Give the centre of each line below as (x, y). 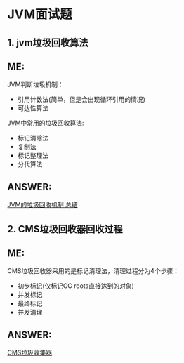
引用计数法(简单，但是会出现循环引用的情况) (81, 100)
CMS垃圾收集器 (30, 352)
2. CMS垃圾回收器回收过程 (65, 229)
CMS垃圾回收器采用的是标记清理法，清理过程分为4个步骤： (93, 271)
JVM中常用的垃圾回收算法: (46, 123)
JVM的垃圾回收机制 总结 (43, 205)
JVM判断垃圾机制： (36, 84)
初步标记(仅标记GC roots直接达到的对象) (76, 286)
